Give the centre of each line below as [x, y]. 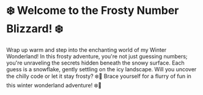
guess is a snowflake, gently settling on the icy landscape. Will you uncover [102, 69]
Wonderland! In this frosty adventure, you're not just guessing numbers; [97, 56]
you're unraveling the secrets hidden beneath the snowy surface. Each [95, 63]
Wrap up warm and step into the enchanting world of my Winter [87, 50]
